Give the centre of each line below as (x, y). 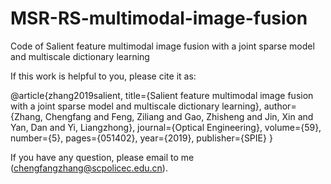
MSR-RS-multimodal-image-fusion (159, 18)
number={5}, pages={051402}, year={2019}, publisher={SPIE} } (141, 138)
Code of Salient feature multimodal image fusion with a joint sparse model (162, 46)
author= (280, 106)
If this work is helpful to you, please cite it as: (103, 76)
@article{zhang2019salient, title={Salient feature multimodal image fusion (162, 95)
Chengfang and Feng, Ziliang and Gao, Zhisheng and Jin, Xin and (179, 116)
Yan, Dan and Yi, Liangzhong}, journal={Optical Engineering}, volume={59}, (166, 127)
